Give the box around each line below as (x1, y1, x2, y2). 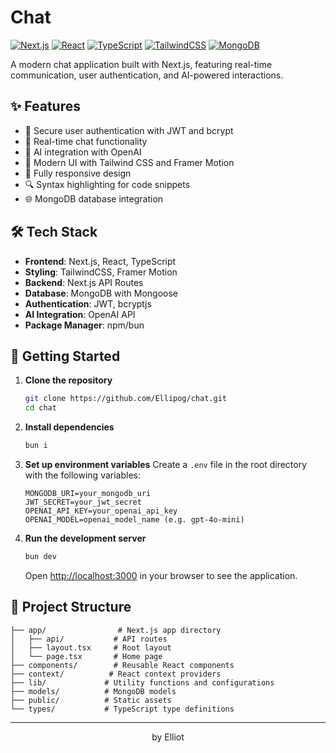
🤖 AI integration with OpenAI (24, 146, 142, 158)
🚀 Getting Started (10, 347, 121, 365)
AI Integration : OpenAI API (24, 308, 136, 320)
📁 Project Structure (10, 599, 132, 616)
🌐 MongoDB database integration (24, 192, 164, 205)
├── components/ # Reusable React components (10, 660, 235, 670)
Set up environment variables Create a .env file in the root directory (24, 459, 308, 470)
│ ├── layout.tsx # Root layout (10, 642, 172, 653)
